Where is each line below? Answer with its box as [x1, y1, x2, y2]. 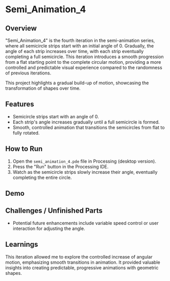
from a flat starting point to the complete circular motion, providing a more [5, 59, 161, 65]
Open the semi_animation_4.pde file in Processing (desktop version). [12, 158, 157, 164]
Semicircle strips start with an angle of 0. [12, 113, 100, 119]
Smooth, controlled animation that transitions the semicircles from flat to [12, 124, 165, 131]
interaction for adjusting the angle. [12, 225, 85, 232]
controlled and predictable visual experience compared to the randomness [5, 65, 162, 70]
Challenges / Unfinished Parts [5, 207, 103, 215]
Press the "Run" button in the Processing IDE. [12, 163, 109, 169]
